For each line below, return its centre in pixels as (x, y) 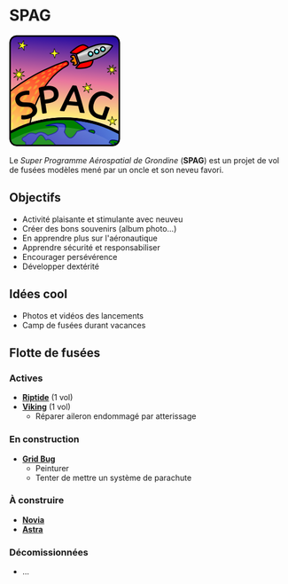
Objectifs (35, 197)
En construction (44, 439)
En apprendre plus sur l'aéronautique (90, 238)
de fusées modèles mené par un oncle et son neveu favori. (117, 170)
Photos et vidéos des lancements (83, 315)
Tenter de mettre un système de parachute (113, 477)
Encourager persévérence (70, 256)
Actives (26, 378)
